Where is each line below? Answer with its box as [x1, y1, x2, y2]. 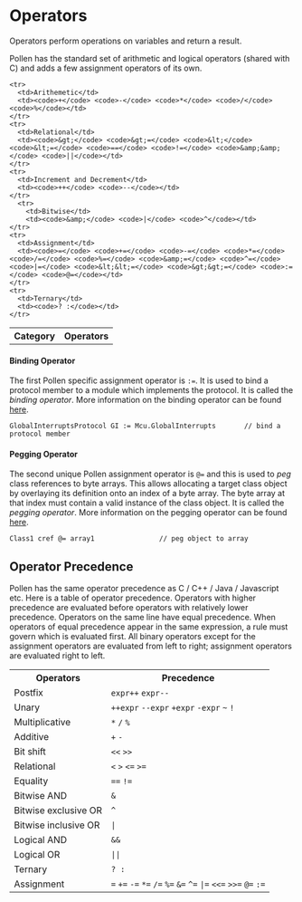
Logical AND [14, 834, 68, 847]
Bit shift [14, 745, 47, 758]
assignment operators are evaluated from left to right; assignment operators [9, 640, 292, 652]
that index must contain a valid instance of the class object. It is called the [9, 497, 285, 508]
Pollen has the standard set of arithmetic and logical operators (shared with [9, 53, 290, 63]
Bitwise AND [14, 790, 68, 802]
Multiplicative [14, 716, 71, 729]
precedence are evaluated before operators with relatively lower [9, 602, 249, 613]
